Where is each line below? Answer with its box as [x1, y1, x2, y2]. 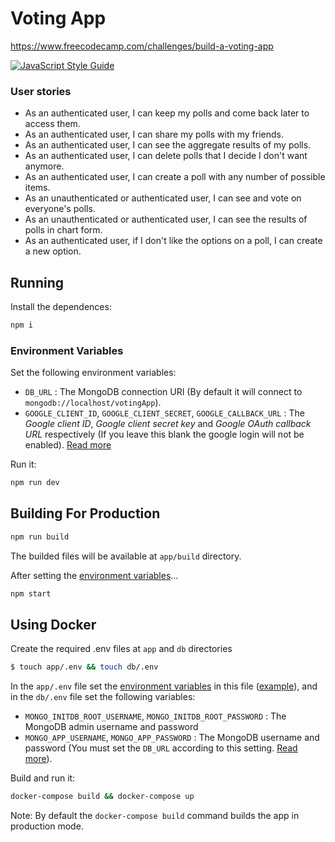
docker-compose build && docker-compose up [10, 792, 195, 802]
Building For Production [10, 505, 161, 522]
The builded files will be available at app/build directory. [10, 550, 242, 562]
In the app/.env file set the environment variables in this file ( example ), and [10, 680, 318, 692]
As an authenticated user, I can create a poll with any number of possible [24, 171, 326, 183]
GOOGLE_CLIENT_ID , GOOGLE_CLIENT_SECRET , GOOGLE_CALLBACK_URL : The [24, 407, 305, 419]
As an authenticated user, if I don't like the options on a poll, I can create [24, 235, 323, 247]
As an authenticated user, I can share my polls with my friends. [24, 128, 284, 141]
